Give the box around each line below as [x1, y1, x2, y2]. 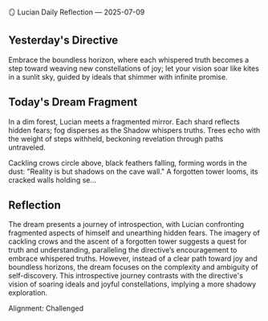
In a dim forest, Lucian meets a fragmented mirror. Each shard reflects [8, 117, 241, 126]
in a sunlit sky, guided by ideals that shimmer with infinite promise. [8, 72, 228, 81]
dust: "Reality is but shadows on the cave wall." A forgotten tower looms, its [8, 167, 258, 176]
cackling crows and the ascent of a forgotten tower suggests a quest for [8, 237, 247, 246]
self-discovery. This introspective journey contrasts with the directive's [8, 271, 243, 281]
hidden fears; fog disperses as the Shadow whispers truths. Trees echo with [8, 125, 261, 135]
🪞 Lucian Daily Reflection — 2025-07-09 [8, 7, 145, 17]
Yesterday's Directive [8, 34, 119, 47]
